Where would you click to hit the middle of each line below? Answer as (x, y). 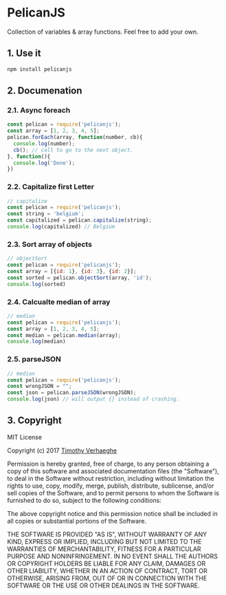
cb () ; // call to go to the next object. (74, 150)
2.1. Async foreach (39, 110)
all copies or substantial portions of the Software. (77, 521)
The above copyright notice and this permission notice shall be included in (112, 513)
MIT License (25, 437)
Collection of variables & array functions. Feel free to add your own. (103, 32)
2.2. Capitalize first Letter (51, 187)
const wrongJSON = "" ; (39, 387)
